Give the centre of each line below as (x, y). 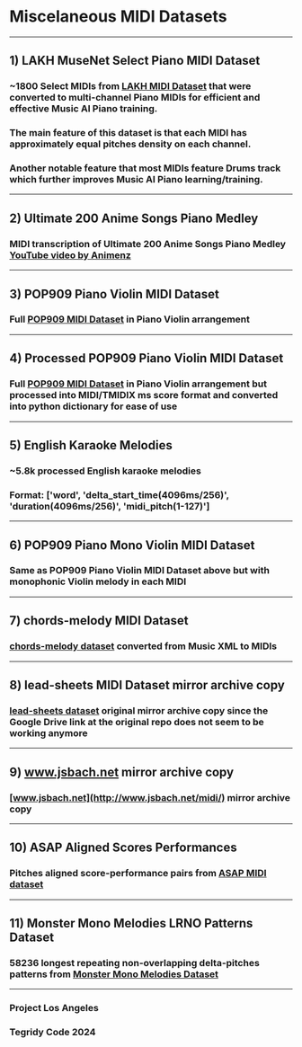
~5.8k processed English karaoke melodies (106, 471)
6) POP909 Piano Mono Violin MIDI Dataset (132, 545)
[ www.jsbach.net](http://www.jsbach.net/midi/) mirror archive (150, 797)
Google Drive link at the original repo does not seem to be (137, 722)
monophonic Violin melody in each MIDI (98, 581)
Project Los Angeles (54, 1008)
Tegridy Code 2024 (53, 1033)
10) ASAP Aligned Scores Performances (123, 848)
